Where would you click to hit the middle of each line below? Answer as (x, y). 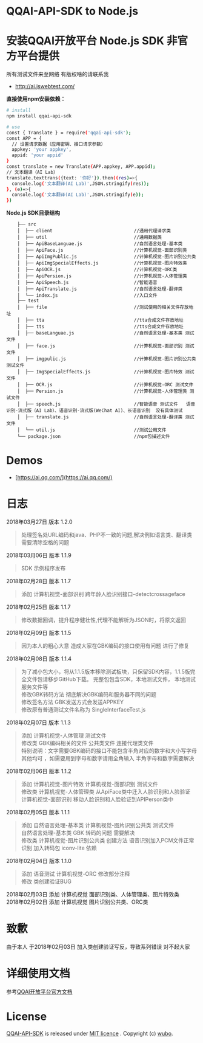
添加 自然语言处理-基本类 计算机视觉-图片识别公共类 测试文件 (98, 825)
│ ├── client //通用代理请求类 (94, 231)
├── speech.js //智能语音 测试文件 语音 (110, 404)
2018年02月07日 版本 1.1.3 (38, 722)
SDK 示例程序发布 (43, 568)
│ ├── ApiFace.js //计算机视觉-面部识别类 (102, 251)
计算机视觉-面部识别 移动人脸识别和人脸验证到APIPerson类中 (97, 799)
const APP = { (24, 138)
